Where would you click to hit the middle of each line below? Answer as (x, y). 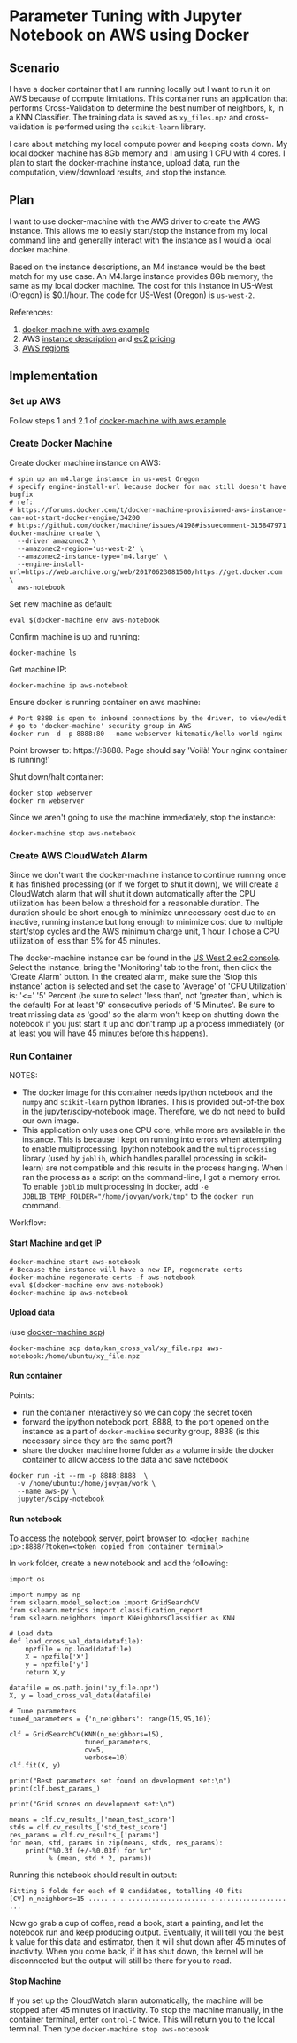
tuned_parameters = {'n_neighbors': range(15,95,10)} (110, 1719)
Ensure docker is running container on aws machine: (105, 702)
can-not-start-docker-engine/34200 (75, 517)
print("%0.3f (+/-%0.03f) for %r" (88, 1851)
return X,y (45, 1673)
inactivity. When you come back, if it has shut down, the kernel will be (136, 1952)
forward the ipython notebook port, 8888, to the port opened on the (145, 1422)
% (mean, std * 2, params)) (100, 1859)
